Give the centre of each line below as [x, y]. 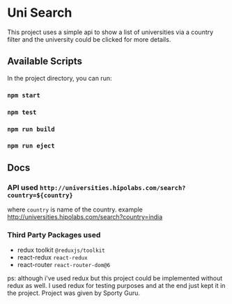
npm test [22, 112]
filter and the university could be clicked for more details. [89, 39]
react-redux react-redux [53, 257]
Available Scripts [45, 62]
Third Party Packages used [54, 235]
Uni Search [40, 13]
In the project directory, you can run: [60, 78]
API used [23, 187]
